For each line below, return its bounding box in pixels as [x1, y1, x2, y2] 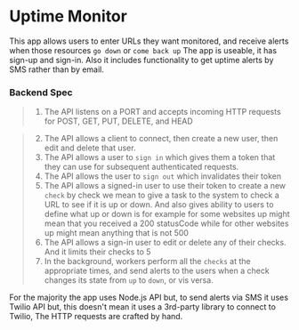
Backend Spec [9, 86, 73, 99]
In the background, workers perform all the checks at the [44, 256, 251, 267]
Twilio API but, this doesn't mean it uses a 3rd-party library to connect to [9, 302, 276, 312]
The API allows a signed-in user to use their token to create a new [44, 181, 287, 191]
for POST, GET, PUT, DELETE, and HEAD [44, 116, 193, 126]
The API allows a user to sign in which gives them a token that [44, 152, 276, 163]
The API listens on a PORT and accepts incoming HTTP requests [44, 107, 282, 117]
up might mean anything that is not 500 [44, 228, 190, 238]
